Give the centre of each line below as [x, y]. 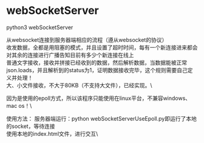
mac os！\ [19, 105]
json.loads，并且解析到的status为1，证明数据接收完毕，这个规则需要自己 [97, 70]
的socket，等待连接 [31, 126]
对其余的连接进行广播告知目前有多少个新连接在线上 [70, 55]
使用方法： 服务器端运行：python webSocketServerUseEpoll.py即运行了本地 [102, 118]
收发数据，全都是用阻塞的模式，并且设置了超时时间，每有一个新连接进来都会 [102, 47]
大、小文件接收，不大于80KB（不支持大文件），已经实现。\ [80, 85]
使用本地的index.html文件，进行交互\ [52, 133]
